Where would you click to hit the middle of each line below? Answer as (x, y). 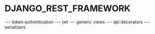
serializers (15, 27)
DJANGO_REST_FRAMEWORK (68, 8)
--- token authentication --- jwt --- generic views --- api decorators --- (77, 22)
